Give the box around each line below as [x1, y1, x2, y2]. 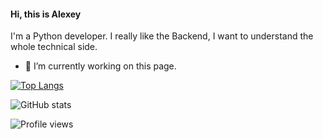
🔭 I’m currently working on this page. [24, 60, 177, 72]
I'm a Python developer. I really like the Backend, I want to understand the [10, 30, 314, 42]
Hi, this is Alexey [10, 8, 82, 20]
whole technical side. [10, 41, 98, 53]
